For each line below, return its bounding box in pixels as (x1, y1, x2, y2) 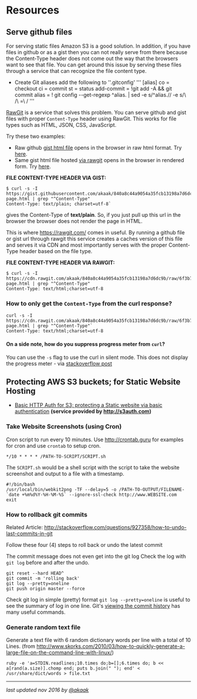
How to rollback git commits (6, 510, 88, 519)
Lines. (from (6, 643, 36, 650)
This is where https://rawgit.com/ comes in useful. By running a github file (6, 229, 185, 236)
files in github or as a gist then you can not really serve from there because (6, 49, 188, 56)
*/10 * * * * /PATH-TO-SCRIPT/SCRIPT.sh (6, 453, 107, 459)
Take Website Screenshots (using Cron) (6, 422, 122, 431)
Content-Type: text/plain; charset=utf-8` (6, 201, 111, 207)
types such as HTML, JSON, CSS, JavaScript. (6, 122, 117, 128)
